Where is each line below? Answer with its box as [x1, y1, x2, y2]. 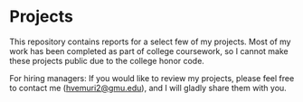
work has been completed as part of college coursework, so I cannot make [9, 45, 289, 56]
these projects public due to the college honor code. [9, 55, 205, 66]
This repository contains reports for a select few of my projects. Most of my [9, 36, 291, 47]
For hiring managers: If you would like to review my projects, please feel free [9, 72, 295, 83]
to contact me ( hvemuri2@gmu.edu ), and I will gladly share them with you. [9, 82, 287, 93]
